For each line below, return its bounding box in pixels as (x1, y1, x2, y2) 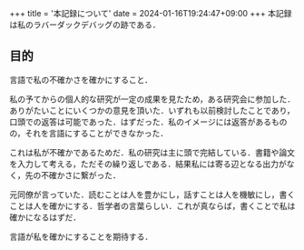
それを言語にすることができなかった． (25, 127, 169, 138)
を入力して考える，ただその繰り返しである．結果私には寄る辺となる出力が (9, 158, 288, 169)
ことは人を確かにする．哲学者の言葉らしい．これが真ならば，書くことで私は (9, 200, 296, 211)
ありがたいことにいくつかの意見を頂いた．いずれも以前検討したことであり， (9, 105, 295, 115)
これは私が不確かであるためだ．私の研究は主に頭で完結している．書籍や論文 (9, 146, 296, 157)
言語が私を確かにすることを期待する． (9, 231, 153, 242)
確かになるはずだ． (9, 212, 82, 223)
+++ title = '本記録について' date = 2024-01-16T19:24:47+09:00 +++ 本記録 (9, 8, 292, 18)
